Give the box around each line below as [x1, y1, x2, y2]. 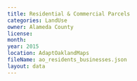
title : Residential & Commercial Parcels [7, 10, 131, 18]
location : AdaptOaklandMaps [7, 50, 90, 57]
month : [7, 37, 27, 44]
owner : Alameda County [7, 23, 74, 30]
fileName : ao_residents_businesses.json [7, 56, 128, 63]
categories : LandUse [7, 17, 68, 24]
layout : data [7, 63, 46, 70]
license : [7, 30, 33, 37]
